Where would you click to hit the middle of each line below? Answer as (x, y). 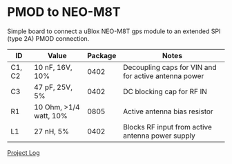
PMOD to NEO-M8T (64, 12)
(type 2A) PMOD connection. (48, 38)
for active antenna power (164, 75)
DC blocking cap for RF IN (165, 91)
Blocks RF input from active (168, 127)
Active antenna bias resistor (168, 111)
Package (102, 55)
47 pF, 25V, (53, 87)
